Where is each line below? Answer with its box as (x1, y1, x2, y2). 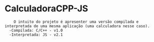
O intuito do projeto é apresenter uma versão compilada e (13, 19, 139, 24)
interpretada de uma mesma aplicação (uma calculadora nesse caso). (4, 23, 150, 29)
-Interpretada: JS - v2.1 (9, 32, 63, 37)
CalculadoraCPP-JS (4, 3, 88, 14)
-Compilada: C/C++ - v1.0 (9, 28, 63, 33)
